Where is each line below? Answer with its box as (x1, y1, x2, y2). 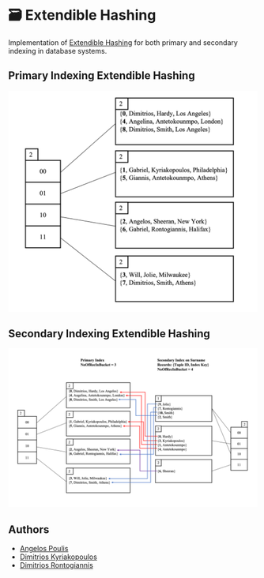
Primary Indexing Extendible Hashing (8, 69, 195, 83)
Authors (8, 523, 50, 536)
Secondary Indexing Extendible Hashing (8, 327, 211, 340)
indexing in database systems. (8, 46, 107, 55)
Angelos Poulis (19, 544, 69, 554)
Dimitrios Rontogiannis (19, 561, 93, 570)
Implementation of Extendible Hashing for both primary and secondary (8, 37, 239, 47)
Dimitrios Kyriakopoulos (19, 552, 97, 561)
